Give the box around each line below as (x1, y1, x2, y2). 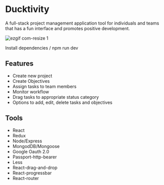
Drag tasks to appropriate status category (12, 94, 99, 100)
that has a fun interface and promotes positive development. (5, 25, 130, 31)
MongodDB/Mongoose (12, 143, 60, 149)
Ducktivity (5, 4, 50, 15)
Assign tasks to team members (12, 83, 77, 89)
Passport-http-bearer (12, 154, 57, 160)
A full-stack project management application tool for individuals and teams (5, 20, 159, 26)
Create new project (12, 73, 53, 79)
